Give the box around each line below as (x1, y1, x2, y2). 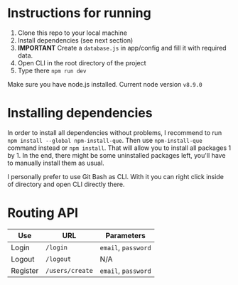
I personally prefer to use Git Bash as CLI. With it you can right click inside (7, 172, 224, 181)
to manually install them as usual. (7, 158, 104, 167)
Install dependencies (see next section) (17, 36, 134, 44)
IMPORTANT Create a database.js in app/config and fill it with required (17, 43, 227, 52)
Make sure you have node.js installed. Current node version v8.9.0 (7, 80, 202, 88)
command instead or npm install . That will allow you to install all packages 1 (7, 144, 232, 152)
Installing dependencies (7, 105, 153, 122)
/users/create (45, 267, 94, 274)
